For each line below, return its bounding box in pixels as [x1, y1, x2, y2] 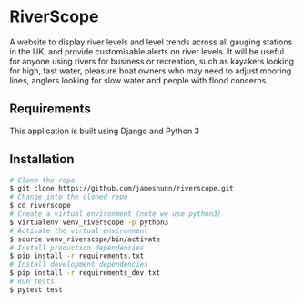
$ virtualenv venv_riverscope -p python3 [9, 218, 169, 227]
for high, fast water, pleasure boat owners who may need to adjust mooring [9, 65, 292, 76]
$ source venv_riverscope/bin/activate [9, 234, 161, 244]
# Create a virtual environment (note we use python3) [9, 210, 222, 219]
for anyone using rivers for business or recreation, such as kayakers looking [9, 55, 294, 66]
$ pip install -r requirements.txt [9, 251, 145, 260]
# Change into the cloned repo [9, 192, 128, 201]
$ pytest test [9, 285, 64, 294]
